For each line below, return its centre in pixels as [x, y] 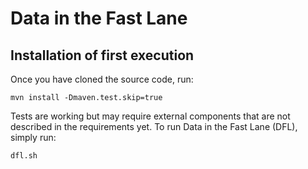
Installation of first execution [102, 55]
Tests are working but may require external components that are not [150, 116]
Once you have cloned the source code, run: [102, 79]
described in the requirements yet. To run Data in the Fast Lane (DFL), [154, 126]
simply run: [33, 137]
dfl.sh [24, 156]
